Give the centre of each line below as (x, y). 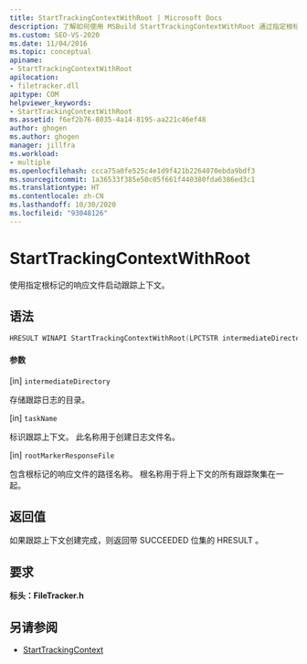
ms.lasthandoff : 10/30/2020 (63, 205)
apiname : (26, 60)
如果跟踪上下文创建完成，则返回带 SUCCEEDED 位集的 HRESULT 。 (136, 541)
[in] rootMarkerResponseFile (62, 455)
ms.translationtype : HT (55, 188)
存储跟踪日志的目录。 (49, 399)
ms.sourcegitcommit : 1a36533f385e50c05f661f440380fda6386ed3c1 (132, 179)
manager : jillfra (42, 145)
